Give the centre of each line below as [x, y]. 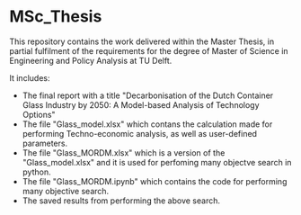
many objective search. [66, 191]
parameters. [45, 143]
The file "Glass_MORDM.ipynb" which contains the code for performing [155, 181]
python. [36, 172]
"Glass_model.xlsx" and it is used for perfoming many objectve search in [157, 162]
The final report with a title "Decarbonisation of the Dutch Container [148, 95]
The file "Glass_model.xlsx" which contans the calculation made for [147, 124]
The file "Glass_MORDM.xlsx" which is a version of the [124, 152]
